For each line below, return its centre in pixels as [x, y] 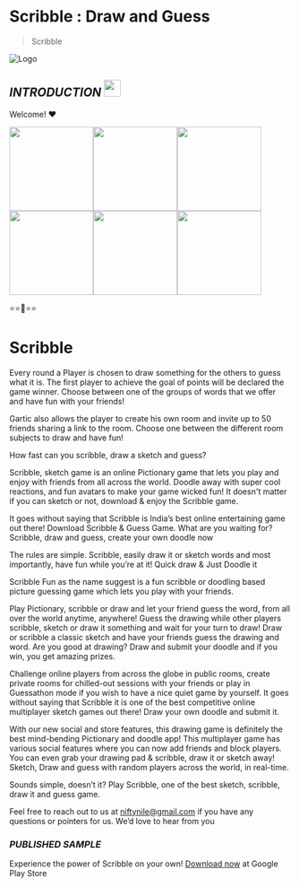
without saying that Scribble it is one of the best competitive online [132, 702]
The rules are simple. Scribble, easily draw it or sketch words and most [140, 554]
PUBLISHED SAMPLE [55, 844]
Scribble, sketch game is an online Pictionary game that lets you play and [144, 472]
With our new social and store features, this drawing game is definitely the [146, 729]
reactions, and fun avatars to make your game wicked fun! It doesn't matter [148, 491]
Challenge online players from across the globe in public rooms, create [140, 674]
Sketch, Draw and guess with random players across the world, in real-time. [149, 767]
